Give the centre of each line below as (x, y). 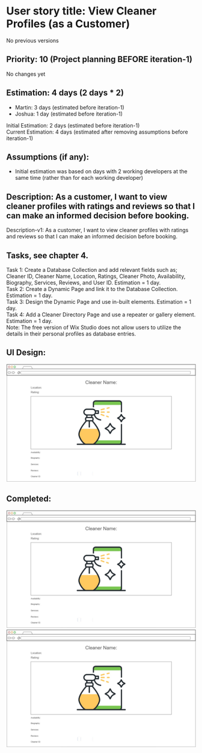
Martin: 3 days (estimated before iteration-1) (69, 107)
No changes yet (26, 74)
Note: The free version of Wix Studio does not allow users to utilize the (94, 327)
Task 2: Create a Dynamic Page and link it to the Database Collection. (92, 289)
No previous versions (32, 40)
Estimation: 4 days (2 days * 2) (65, 93)
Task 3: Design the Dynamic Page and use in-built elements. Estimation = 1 (99, 302)
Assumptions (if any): (47, 157)
